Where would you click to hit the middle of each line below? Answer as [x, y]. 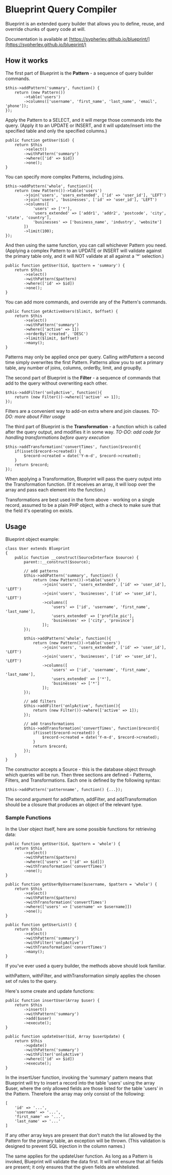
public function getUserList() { [41, 925]
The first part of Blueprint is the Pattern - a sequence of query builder [79, 73]
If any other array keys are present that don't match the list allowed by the [83, 1135]
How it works [27, 61]
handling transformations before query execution [57, 437]
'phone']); [17, 106]
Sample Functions [28, 818]
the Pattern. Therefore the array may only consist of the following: [75, 1094]
